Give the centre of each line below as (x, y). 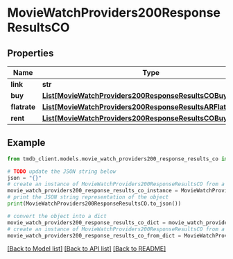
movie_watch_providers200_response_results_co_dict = (87, 223)
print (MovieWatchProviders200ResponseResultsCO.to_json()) (94, 204)
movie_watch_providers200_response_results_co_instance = (93, 191)
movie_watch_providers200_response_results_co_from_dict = (94, 235)
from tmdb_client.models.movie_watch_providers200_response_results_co (113, 159)
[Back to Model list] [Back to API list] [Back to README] (87, 249)
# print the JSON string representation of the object (88, 197)
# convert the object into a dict (57, 216)
